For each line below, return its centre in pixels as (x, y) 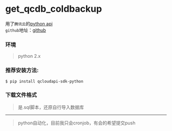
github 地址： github (26, 30)
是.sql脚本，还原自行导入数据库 (51, 107)
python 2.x (29, 56)
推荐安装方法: (22, 71)
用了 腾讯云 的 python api (29, 24)
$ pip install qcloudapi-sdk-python (44, 81)
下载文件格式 (21, 95)
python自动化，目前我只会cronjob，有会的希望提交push (77, 123)
